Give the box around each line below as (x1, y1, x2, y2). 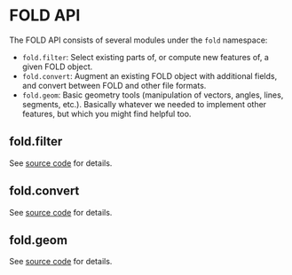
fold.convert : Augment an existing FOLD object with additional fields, (21, 70, 278, 81)
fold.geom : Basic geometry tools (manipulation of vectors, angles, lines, (21, 90, 284, 100)
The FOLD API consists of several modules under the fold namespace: (9, 35, 268, 45)
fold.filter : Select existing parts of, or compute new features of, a (21, 51, 269, 62)
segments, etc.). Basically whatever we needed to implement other (21, 98, 267, 109)
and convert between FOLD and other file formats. (21, 80, 207, 90)
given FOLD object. (21, 61, 93, 72)
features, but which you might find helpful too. (21, 108, 192, 119)
